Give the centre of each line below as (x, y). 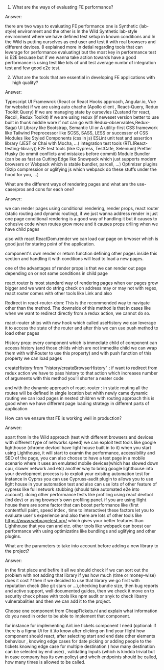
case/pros (15, 189)
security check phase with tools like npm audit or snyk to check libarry (76, 596)
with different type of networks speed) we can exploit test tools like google (81, 442)
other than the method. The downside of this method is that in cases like (78, 308)
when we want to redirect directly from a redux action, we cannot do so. (78, 313)
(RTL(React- (135, 143)
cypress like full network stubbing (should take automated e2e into (72, 489)
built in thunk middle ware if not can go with (49, 122)
